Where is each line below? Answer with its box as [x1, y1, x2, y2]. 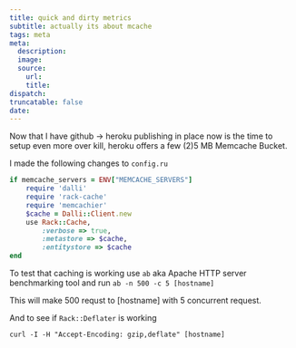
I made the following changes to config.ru [9, 158, 168, 169]
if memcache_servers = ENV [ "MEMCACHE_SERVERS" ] [9, 176, 193, 185]
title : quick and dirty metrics [9, 13, 132, 23]
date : [9, 106, 30, 115]
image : [17, 55, 43, 64]
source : [17, 64, 47, 73]
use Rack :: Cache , [25, 217, 92, 227]
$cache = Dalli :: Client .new [25, 209, 132, 218]
